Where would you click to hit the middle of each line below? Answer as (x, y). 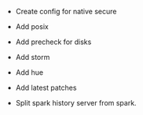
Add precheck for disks (53, 42)
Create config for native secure (66, 11)
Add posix (32, 26)
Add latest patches (46, 87)
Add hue (29, 72)
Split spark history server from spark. (76, 103)
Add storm (33, 57)
